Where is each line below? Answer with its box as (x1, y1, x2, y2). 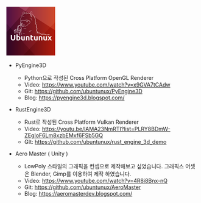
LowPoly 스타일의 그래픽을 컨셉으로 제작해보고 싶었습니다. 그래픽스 (24, 163, 185, 169)
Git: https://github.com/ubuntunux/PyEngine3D (24, 88, 143, 94)
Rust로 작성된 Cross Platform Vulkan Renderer (24, 118, 139, 126)
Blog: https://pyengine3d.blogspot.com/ (24, 94, 125, 101)
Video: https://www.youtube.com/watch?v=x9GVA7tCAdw (24, 81, 171, 88)
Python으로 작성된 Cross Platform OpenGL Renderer (24, 74, 154, 81)
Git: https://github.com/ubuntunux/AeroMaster (24, 183, 141, 191)
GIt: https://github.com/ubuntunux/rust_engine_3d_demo (24, 138, 167, 145)
